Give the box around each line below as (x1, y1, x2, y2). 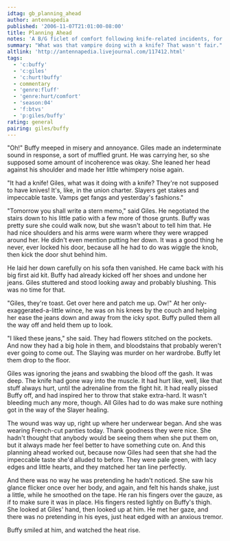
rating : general (7, 118, 54, 126)
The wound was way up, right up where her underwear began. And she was (7, 419, 222, 428)
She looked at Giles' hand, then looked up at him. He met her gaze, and (7, 505, 209, 514)
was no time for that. (7, 286, 66, 294)
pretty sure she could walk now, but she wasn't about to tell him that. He (7, 221, 211, 230)
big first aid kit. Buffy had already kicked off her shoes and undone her (7, 271, 207, 279)
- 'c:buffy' (13, 61, 48, 68)
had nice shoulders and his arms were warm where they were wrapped (7, 229, 209, 237)
